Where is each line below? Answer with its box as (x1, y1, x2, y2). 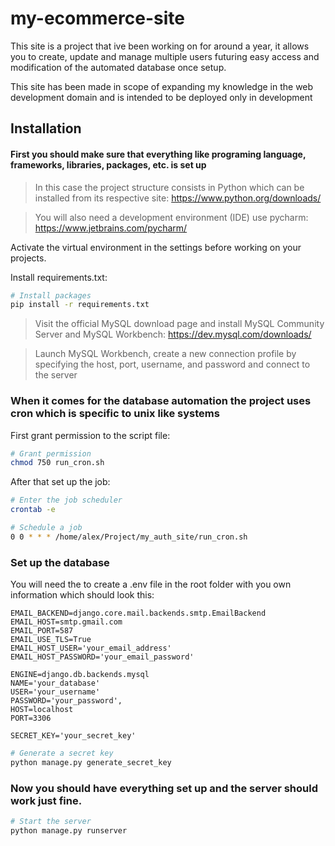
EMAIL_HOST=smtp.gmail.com (10, 617, 123, 627)
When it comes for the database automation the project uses (10, 394, 312, 408)
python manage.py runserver (10, 826, 128, 836)
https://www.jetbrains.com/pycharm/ (34, 222, 188, 234)
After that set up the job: (10, 476, 111, 488)
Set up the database (10, 555, 110, 569)
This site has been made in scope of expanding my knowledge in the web (10, 80, 314, 92)
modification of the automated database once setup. (10, 61, 227, 73)
